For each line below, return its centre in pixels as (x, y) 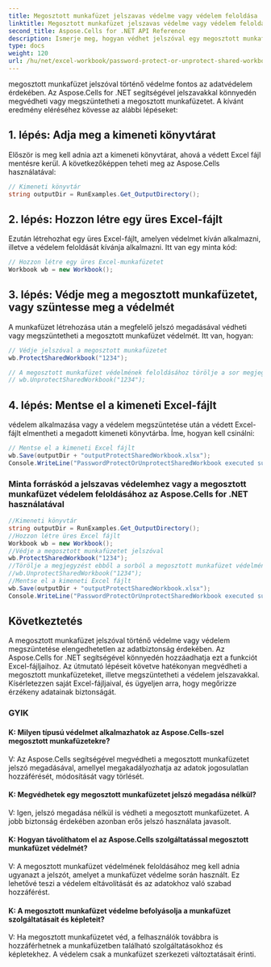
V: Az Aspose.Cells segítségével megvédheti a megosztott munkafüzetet (129, 759)
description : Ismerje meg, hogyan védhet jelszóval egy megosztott (124, 38)
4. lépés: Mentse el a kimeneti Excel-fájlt (113, 405)
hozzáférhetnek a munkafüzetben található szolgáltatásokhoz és (116, 946)
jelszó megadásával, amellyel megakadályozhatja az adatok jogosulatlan (128, 767)
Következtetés (46, 621)
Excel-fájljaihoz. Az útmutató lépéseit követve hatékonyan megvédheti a (128, 666)
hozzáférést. (29, 892)
